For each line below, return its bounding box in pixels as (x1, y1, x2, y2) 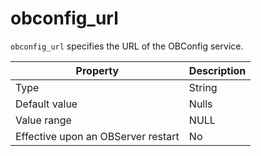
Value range (15, 113, 72, 127)
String (188, 80, 218, 94)
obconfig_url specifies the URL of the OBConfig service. (10, 40, 244, 52)
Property (75, 63, 120, 77)
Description (188, 63, 247, 77)
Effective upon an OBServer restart (15, 129, 180, 143)
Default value (15, 97, 78, 111)
